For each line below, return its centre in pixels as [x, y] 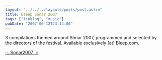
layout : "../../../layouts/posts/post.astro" [54, 10]
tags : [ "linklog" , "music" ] [35, 19]
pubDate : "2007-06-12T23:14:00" [39, 24]
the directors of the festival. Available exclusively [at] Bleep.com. [72, 43]
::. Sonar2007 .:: [22, 53]
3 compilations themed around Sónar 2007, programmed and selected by [81, 38]
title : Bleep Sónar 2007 [31, 14]
